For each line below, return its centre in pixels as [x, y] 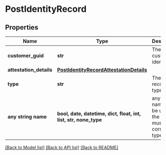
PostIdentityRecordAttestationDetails [102, 70]
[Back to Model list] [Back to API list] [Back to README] [62, 147]
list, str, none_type [80, 120]
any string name [27, 117]
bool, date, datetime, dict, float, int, [99, 114]
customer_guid [26, 56]
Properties [22, 27]
